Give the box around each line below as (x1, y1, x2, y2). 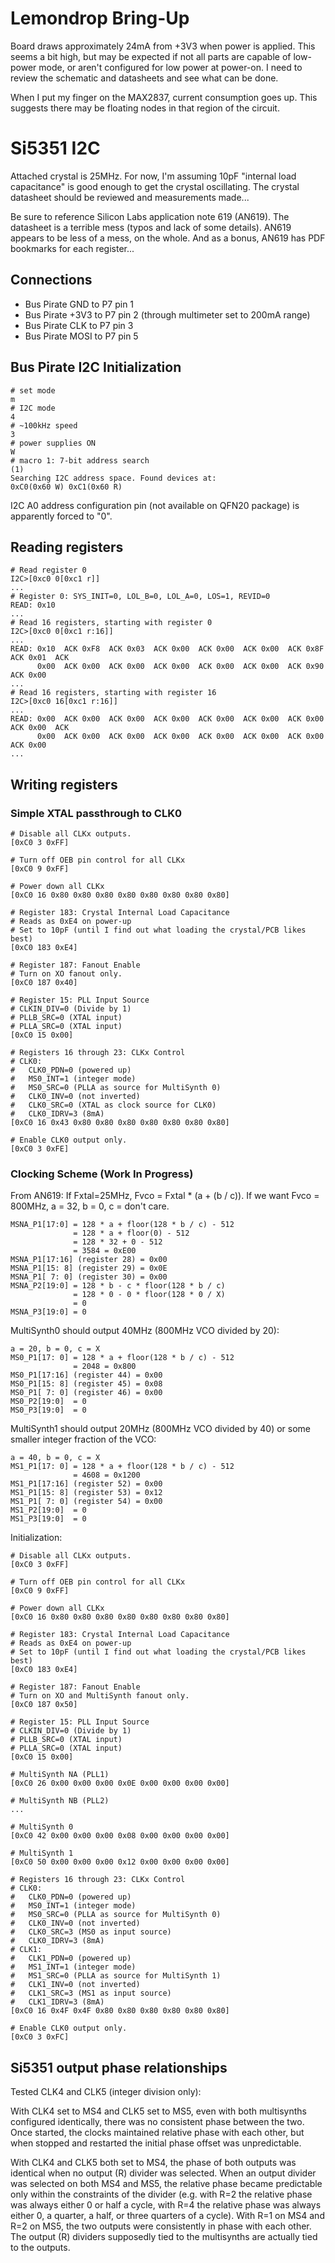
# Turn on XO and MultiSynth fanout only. (10, 1691, 190, 1701)
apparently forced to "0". (10, 510, 113, 522)
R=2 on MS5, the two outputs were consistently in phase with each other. (10, 2220, 312, 2232)
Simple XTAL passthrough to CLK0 (10, 806, 182, 820)
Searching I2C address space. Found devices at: (10, 473, 217, 483)
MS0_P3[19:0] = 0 (10, 1405, 87, 1416)
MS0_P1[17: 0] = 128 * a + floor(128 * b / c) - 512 (10, 1353, 235, 1363)
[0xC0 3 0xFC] (10, 2032, 70, 2042)
